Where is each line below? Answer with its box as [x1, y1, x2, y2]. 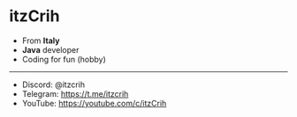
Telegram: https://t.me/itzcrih [21, 88, 129, 99]
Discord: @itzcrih [21, 79, 86, 90]
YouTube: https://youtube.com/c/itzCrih [21, 98, 167, 108]
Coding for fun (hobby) [21, 54, 106, 64]
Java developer [21, 44, 80, 55]
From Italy [21, 35, 60, 46]
